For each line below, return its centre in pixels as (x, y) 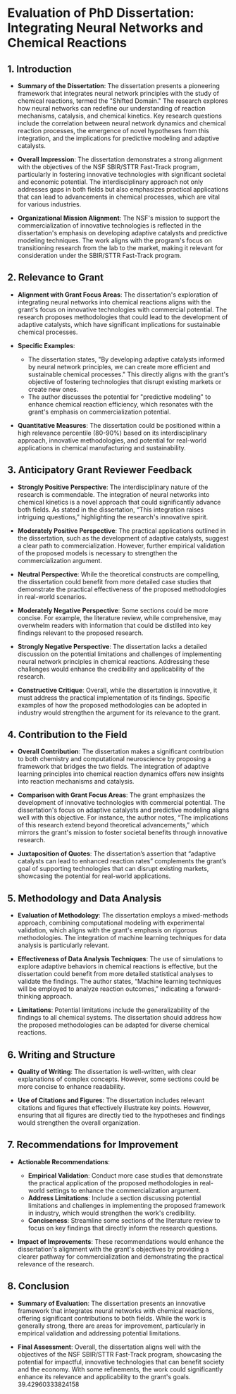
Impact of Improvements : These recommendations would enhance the (120, 1241)
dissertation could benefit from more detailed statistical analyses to (115, 974)
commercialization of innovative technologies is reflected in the (110, 226)
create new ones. (53, 389)
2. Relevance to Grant (56, 277)
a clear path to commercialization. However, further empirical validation (121, 545)
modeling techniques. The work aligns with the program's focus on (115, 240)
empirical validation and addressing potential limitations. (99, 1333)
